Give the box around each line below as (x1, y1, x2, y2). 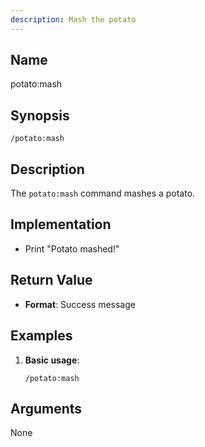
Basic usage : (24, 354, 80, 366)
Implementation (10, 216, 112, 233)
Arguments (10, 400, 83, 417)
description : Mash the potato (10, 14, 137, 25)
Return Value (10, 272, 93, 289)
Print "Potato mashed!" (24, 242, 120, 255)
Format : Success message (24, 298, 136, 310)
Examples (10, 327, 73, 345)
